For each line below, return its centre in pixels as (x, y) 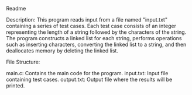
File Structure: (23, 62)
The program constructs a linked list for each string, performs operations (94, 38)
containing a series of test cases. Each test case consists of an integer (91, 26)
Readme (16, 8)
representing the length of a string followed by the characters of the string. (96, 32)
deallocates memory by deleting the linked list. (62, 51)
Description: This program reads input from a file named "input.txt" (87, 20)
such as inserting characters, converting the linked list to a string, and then (96, 44)
